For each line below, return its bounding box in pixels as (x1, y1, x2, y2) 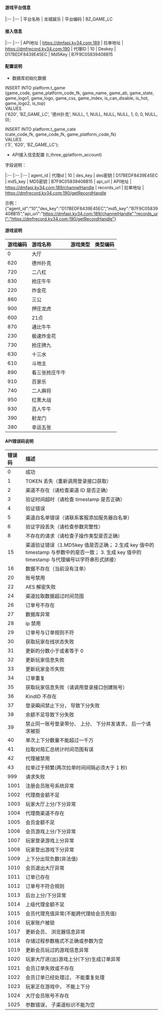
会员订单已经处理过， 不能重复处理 (25, 974, 105, 981)
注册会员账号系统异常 (25, 782, 74, 789)
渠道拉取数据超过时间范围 (25, 593, 84, 599)
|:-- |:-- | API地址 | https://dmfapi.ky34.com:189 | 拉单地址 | (5, 40, 124, 46)
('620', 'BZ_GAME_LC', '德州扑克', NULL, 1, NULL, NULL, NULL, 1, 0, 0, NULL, (5, 111, 158, 117)
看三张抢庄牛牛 (32, 369, 66, 376)
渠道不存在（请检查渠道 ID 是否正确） (25, 487, 111, 494)
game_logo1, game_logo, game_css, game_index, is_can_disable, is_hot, (5, 95, 149, 101)
